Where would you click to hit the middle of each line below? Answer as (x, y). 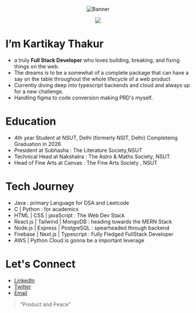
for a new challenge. (39, 91)
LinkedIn (24, 280)
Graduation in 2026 (37, 144)
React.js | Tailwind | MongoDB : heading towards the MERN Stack (93, 221)
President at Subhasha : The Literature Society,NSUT (78, 150)
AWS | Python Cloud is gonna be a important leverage (79, 240)
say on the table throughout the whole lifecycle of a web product (92, 79)
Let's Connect (40, 264)
